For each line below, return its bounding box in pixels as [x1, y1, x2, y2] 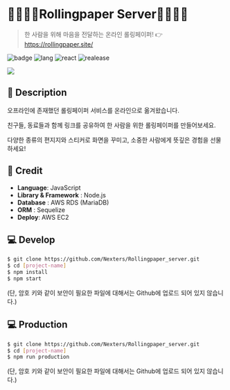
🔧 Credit [7, 165, 43, 177]
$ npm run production [7, 354, 70, 361]
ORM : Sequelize [17, 205, 66, 214]
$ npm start [7, 275, 42, 282]
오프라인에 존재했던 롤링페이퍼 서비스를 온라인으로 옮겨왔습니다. [7, 106, 180, 114]
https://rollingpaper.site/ [24, 40, 94, 48]
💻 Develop [7, 234, 55, 245]
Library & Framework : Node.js [17, 190, 106, 199]
